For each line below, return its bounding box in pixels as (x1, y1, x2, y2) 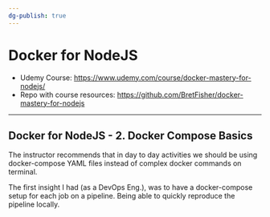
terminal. (8, 167, 38, 177)
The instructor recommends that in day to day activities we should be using (8, 150, 258, 160)
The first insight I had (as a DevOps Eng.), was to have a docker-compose (8, 183, 253, 192)
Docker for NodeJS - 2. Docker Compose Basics (8, 129, 253, 143)
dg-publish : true (8, 11, 67, 20)
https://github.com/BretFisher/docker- (117, 90, 243, 99)
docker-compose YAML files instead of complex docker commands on (8, 159, 242, 168)
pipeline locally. (8, 199, 60, 209)
